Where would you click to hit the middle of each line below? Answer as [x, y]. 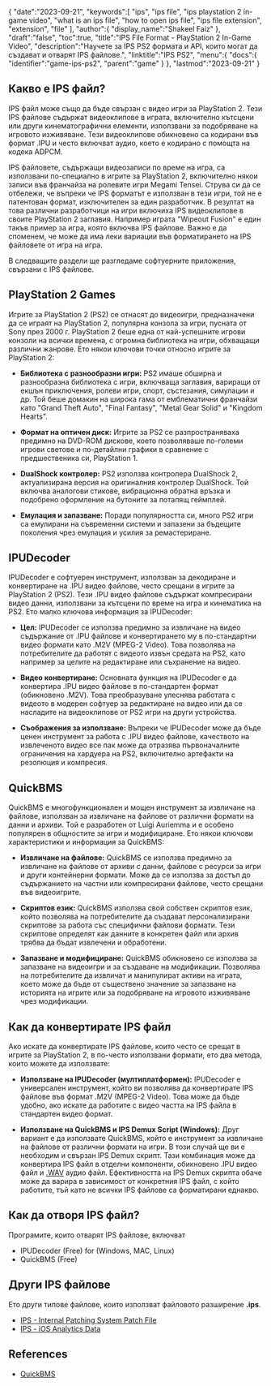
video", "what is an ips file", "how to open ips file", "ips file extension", [145, 20]
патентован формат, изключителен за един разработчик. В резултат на [131, 201]
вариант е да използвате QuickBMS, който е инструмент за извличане [142, 1138]
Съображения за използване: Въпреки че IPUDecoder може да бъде [140, 728]
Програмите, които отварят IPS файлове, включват [97, 1235]
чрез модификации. [54, 1001]
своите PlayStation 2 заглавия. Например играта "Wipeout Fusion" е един [135, 219]
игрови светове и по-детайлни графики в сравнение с [114, 449]
